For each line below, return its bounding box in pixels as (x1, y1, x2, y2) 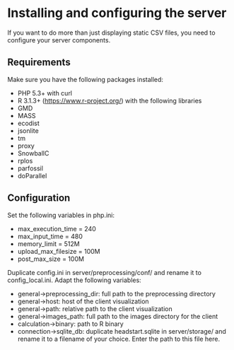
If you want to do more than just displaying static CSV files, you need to (7, 28, 216, 37)
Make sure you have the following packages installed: (7, 75, 164, 83)
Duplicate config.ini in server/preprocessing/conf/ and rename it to (7, 268, 201, 276)
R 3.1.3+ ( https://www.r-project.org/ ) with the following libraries (17, 96, 202, 105)
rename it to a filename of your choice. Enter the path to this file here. (17, 334, 221, 343)
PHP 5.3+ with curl (17, 88, 73, 97)
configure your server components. (7, 35, 111, 44)
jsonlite (17, 126, 39, 135)
